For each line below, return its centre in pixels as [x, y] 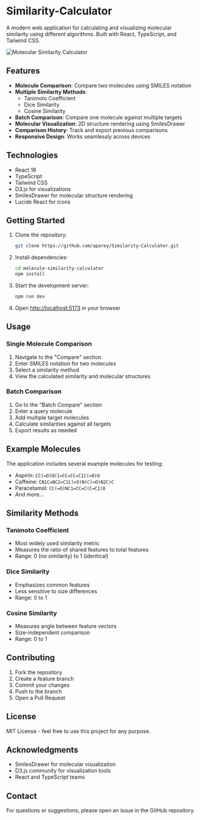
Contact [22, 796]
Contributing [31, 658]
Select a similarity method [47, 370]
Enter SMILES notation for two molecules [65, 363]
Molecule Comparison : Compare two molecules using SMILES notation [103, 85]
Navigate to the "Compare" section [58, 357]
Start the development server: [52, 285]
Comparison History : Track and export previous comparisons [91, 130]
